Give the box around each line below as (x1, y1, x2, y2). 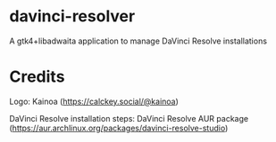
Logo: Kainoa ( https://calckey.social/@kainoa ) (9, 96, 179, 106)
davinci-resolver (9, 6, 136, 27)
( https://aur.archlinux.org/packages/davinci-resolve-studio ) (9, 122, 229, 133)
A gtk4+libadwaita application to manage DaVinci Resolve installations (9, 35, 268, 46)
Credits (9, 67, 65, 87)
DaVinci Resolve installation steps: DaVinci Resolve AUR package (9, 113, 248, 123)
